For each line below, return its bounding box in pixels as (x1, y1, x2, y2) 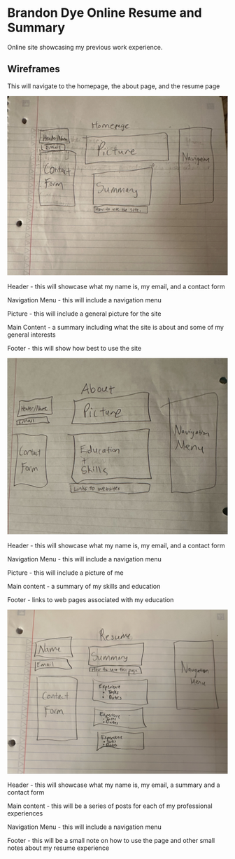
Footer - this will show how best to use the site (7, 344, 142, 353)
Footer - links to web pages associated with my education (7, 596, 174, 604)
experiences (7, 809, 43, 818)
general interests (7, 330, 56, 339)
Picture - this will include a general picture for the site (7, 309, 162, 318)
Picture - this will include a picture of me (7, 568, 124, 577)
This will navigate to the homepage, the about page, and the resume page (7, 82, 220, 90)
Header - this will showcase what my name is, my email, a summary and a (7, 781, 220, 789)
